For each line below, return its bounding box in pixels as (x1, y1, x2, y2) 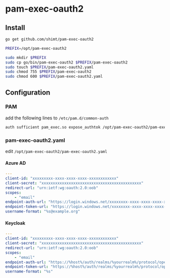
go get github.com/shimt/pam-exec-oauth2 (5, 37, 94, 42)
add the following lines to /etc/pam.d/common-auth (5, 115, 109, 121)
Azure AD (5, 160, 26, 166)
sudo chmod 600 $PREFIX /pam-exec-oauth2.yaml (5, 74, 103, 79)
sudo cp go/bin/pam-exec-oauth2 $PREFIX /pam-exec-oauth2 (5, 59, 128, 65)
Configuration (5, 88, 51, 97)
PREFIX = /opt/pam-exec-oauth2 (5, 46, 67, 51)
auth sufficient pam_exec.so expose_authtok (5, 125, 101, 130)
